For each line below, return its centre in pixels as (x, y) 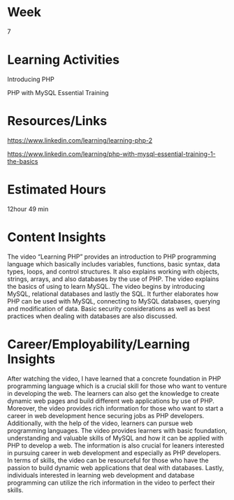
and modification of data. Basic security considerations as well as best (109, 308)
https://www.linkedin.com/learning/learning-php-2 (80, 140)
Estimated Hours (57, 190)
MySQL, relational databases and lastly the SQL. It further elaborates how (113, 294)
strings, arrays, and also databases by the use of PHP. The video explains (113, 279)
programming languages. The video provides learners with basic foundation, (117, 430)
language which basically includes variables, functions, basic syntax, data (114, 264)
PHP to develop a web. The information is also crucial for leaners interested (116, 445)
